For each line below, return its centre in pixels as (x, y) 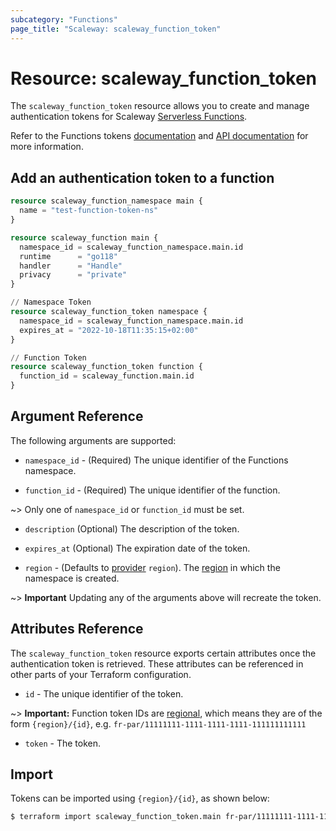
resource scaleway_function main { (84, 237)
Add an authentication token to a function (142, 177)
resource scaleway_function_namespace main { (106, 201)
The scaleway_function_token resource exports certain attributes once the (163, 653)
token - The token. (62, 743)
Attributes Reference (77, 629)
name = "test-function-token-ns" (89, 211)
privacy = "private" (73, 275)
